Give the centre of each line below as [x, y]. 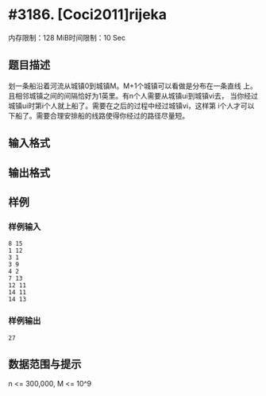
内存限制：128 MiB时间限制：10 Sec [67, 37]
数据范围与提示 [45, 364]
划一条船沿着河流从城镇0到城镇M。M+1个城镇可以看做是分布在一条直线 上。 [133, 86]
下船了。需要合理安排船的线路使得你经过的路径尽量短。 [98, 115]
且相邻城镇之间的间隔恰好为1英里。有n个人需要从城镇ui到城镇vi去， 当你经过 [133, 95]
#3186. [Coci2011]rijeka [88, 15]
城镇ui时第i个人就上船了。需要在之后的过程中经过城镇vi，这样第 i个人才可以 [131, 106]
